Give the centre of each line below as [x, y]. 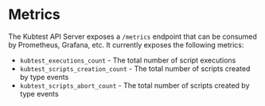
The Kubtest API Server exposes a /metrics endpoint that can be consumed [132, 36]
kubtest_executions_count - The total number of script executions [128, 60]
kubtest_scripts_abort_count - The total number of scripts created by [134, 85]
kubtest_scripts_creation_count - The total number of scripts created [135, 68]
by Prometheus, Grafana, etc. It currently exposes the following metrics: [126, 44]
